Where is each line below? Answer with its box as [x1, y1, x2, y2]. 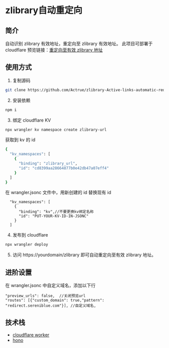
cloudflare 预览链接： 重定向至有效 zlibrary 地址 [5, 47, 103, 53]
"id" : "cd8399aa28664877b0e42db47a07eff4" [18, 165, 109, 170]
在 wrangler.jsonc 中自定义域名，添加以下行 [5, 282, 96, 288]
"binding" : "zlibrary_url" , [18, 161, 78, 166]
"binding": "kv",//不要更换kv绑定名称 [18, 209, 94, 214]
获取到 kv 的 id [5, 137, 36, 143]
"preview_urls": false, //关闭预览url [5, 294, 86, 299]
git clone [5, 87, 26, 92]
